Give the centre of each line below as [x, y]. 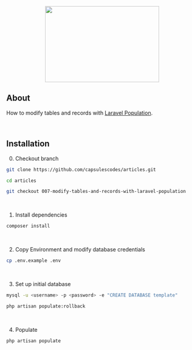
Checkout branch [37, 158]
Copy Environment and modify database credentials [80, 250]
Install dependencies [41, 215]
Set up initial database [43, 284]
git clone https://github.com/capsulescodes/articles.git [81, 170]
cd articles [21, 180]
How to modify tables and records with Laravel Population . [80, 113]
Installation [28, 144]
